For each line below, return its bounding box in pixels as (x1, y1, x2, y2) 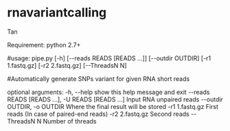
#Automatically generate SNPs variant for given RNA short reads (7, 74, 190, 83)
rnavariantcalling (7, 5, 107, 21)
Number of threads (43, 117, 97, 125)
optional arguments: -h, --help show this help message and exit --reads (7, 88, 210, 96)
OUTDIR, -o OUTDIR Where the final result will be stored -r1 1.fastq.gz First (7, 102, 218, 110)
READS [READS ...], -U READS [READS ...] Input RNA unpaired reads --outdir (7, 95, 223, 104)
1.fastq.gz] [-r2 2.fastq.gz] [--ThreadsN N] (7, 61, 127, 69)
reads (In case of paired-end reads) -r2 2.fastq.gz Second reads (7, 110, 190, 118)
